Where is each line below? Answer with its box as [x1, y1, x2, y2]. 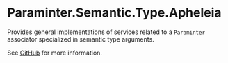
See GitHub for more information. [7, 48, 103, 57]
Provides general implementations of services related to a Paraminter [7, 28, 206, 36]
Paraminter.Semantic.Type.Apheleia [7, 5, 222, 21]
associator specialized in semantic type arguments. [7, 35, 154, 43]
